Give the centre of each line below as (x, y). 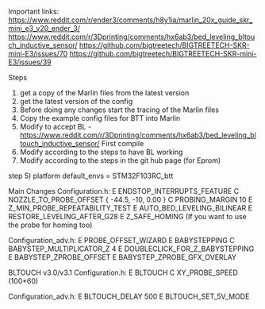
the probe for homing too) (50, 225)
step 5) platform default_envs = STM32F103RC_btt (91, 176)
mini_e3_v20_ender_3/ (44, 28)
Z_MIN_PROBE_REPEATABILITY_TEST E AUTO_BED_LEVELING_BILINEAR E (130, 208)
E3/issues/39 (30, 62)
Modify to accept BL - (56, 127)
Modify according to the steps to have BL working (101, 152)
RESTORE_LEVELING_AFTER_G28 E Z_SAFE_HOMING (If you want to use (128, 216)
